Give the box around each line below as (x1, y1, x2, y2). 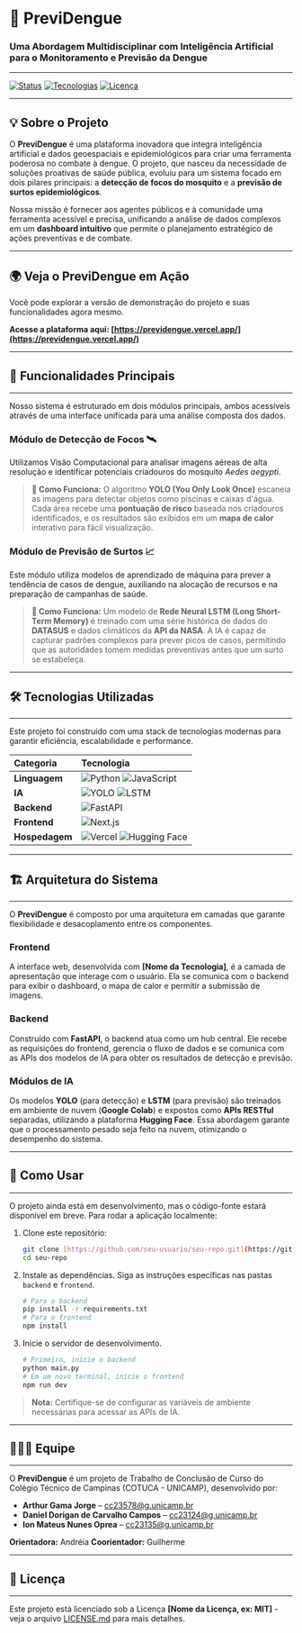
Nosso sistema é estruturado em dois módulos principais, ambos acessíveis (9, 400, 290, 411)
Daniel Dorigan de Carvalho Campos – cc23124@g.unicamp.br (22, 1510, 258, 1520)
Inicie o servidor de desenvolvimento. (22, 1338, 162, 1349)
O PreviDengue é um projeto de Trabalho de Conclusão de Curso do (9, 1473, 263, 1484)
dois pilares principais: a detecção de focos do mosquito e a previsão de (9, 177, 283, 188)
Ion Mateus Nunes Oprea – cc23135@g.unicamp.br (22, 1520, 214, 1530)
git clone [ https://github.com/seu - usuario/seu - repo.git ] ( (22, 1245, 249, 1254)
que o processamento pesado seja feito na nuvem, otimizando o (9, 1124, 247, 1135)
